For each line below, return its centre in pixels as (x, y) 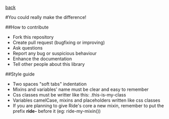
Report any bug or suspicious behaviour (54, 53)
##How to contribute (27, 27)
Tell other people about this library (49, 64)
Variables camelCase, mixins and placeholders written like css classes (86, 100)
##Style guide (20, 74)
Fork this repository (33, 37)
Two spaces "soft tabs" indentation (50, 84)
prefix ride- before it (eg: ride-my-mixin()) (57, 111)
